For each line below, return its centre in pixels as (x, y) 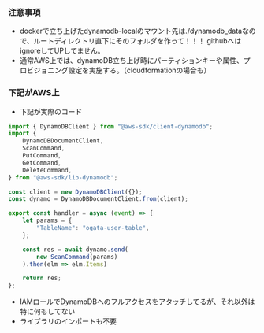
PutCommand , (42, 156)
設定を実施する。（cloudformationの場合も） (139, 70)
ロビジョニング (44, 70)
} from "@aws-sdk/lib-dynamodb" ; (63, 178)
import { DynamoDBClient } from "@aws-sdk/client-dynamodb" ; (111, 126)
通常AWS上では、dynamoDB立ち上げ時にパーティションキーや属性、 (132, 61)
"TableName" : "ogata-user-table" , (93, 228)
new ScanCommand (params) (77, 257)
